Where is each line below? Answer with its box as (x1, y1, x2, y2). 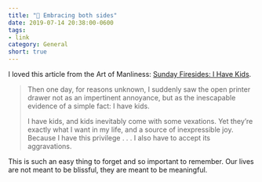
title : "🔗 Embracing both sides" (8, 11, 118, 20)
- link (8, 33, 30, 42)
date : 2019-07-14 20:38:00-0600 (8, 19, 114, 27)
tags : (8, 26, 26, 34)
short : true (8, 48, 47, 56)
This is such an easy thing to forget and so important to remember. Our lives (8, 157, 255, 166)
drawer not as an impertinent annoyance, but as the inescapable (27, 93, 236, 102)
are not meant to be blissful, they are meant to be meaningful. (8, 166, 208, 174)
